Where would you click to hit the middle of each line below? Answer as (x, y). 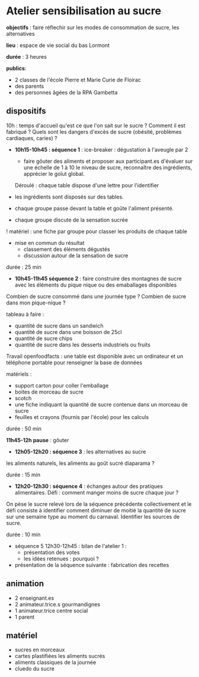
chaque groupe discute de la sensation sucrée (71, 220)
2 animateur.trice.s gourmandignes (57, 604)
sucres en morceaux (40, 650)
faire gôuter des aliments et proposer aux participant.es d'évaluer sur (108, 161)
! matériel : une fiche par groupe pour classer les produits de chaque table (97, 231)
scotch (23, 398)
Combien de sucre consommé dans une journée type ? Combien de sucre (96, 296)
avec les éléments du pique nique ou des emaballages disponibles (96, 285)
